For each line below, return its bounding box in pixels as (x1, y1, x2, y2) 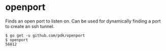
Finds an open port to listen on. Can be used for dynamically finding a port (5, 18, 161, 24)
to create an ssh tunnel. (5, 23, 55, 29)
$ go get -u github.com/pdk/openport (5, 33, 85, 38)
